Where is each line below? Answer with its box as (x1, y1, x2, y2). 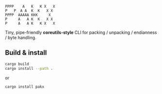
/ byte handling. (5, 35, 36, 40)
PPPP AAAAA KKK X (5, 13, 51, 17)
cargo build (5, 62, 29, 66)
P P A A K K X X (5, 8, 53, 13)
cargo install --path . (5, 66, 53, 71)
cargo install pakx (5, 84, 45, 89)
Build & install (5, 48, 47, 57)
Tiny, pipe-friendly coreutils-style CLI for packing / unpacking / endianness (5, 30, 157, 35)
